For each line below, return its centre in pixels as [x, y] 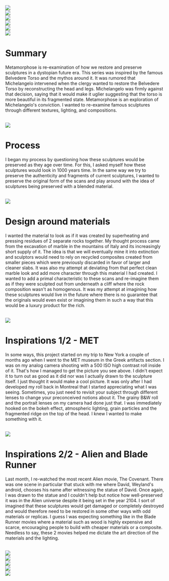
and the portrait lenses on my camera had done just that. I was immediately [83, 403]
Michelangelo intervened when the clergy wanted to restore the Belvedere [82, 83]
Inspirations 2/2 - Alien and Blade [77, 454]
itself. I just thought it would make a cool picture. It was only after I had [79, 381]
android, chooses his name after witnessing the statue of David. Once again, [84, 490]
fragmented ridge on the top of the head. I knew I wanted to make [74, 413]
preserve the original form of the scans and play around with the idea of [80, 181]
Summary [26, 53]
